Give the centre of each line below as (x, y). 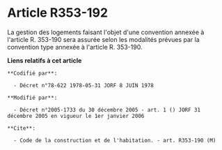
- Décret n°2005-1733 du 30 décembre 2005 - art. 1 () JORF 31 (107, 110)
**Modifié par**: (32, 98)
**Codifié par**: (32, 73)
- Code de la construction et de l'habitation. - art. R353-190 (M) (115, 140)
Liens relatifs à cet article (45, 60)
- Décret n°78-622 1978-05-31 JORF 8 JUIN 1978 (84, 85)
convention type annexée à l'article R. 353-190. (75, 47)
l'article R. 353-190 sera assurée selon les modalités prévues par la (103, 39)
